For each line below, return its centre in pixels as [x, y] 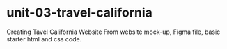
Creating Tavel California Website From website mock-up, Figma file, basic [113, 32]
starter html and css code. [44, 39]
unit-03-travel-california [79, 13]
